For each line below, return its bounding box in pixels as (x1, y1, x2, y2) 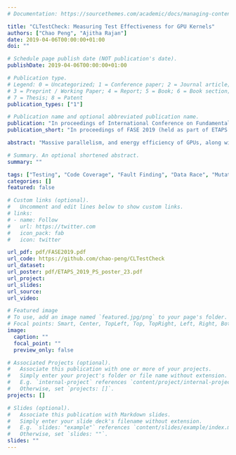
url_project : (7, 275, 46, 282)
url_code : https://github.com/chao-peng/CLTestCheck (7, 255, 165, 262)
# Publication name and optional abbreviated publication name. (7, 113, 199, 120)
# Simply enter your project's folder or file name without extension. (7, 372, 228, 380)
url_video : (7, 295, 39, 302)
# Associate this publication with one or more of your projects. (7, 366, 212, 373)
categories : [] (7, 177, 52, 185)
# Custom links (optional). (7, 197, 90, 204)
